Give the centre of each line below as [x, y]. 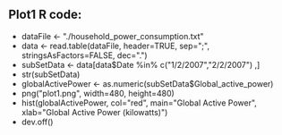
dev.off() [37, 122]
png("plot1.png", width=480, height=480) [98, 93]
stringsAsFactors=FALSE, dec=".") [85, 55]
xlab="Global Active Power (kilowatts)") [94, 112]
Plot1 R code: [45, 15]
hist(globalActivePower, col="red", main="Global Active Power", [139, 103]
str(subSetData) [51, 74]
